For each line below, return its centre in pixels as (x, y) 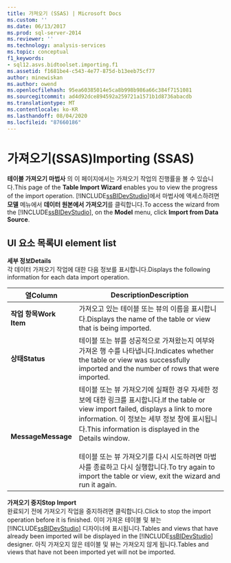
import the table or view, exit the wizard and (150, 476)
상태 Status (28, 359)
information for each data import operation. (68, 277)
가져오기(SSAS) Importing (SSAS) (101, 158)
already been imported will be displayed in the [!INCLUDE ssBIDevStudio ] (110, 536)
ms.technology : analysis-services (57, 45)
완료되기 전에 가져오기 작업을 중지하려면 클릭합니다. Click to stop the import (109, 511)
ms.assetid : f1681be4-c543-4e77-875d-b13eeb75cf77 (81, 71)
